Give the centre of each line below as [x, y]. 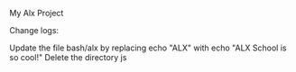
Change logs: [34, 30]
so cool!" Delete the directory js [68, 57]
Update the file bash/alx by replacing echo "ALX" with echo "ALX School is [148, 48]
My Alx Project [37, 13]
